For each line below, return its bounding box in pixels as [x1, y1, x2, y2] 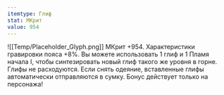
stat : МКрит [7, 17, 42, 24]
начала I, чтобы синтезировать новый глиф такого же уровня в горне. [7, 58, 218, 66]
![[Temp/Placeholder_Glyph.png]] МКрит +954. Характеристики [7, 43, 195, 51]
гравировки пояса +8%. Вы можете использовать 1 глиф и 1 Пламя [7, 50, 210, 58]
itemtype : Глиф [7, 10, 52, 18]
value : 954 [7, 23, 39, 30]
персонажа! [7, 80, 44, 89]
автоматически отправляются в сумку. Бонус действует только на [7, 72, 209, 81]
